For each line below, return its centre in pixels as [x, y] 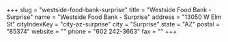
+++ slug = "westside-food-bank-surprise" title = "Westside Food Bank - [109, 10]
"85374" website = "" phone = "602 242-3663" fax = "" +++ [92, 31]
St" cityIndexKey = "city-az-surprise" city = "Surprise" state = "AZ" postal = [113, 24]
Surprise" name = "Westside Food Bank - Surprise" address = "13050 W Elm [114, 17]
